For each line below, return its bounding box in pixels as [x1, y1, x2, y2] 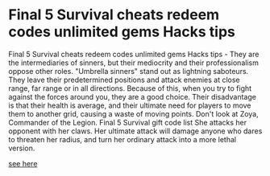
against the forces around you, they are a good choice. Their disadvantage [8, 92, 256, 101]
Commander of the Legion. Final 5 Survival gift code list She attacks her [8, 117, 247, 127]
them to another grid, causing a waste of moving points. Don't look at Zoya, [8, 108, 260, 118]
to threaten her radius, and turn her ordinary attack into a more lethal [8, 134, 236, 144]
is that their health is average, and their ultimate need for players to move [8, 100, 251, 110]
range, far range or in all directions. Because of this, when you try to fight [8, 83, 252, 93]
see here [8, 158, 38, 168]
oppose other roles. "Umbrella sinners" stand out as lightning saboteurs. [8, 66, 249, 76]
